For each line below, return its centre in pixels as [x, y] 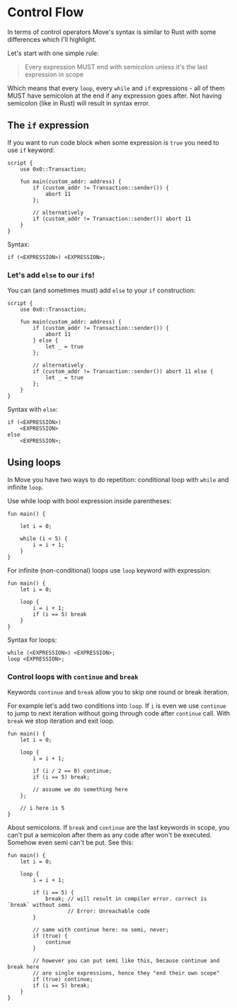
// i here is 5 [42, 808]
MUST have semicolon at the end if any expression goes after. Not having [115, 96]
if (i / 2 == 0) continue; [73, 771]
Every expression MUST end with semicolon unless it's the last [116, 67]
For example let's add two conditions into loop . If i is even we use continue [117, 706]
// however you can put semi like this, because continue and [126, 961]
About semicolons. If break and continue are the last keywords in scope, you [118, 827]
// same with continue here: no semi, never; [101, 930]
